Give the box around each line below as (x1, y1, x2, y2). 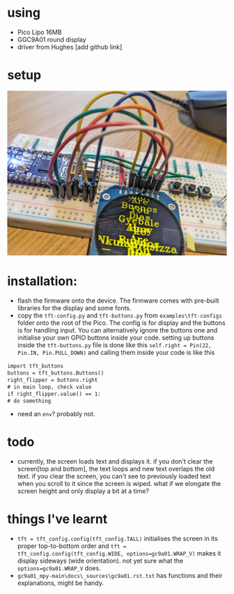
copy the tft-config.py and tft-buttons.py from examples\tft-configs (17, 311, 223, 319)
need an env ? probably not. (17, 409, 95, 418)
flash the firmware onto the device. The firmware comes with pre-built (17, 296, 219, 305)
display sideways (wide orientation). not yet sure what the (17, 556, 184, 565)
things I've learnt (7, 511, 108, 527)
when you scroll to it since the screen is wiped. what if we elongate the (17, 479, 221, 487)
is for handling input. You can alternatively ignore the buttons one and (17, 326, 218, 334)
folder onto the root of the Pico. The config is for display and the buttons (17, 319, 226, 327)
